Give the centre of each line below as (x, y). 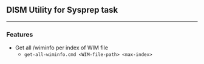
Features (20, 34)
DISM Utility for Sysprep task (62, 10)
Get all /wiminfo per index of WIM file (61, 48)
